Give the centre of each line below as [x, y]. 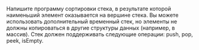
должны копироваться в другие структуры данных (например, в [91, 28]
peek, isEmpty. [25, 41]
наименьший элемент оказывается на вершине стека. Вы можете [92, 15]
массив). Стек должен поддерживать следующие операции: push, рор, [100, 34]
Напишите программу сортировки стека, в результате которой [89, 9]
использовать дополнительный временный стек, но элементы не [92, 21]
